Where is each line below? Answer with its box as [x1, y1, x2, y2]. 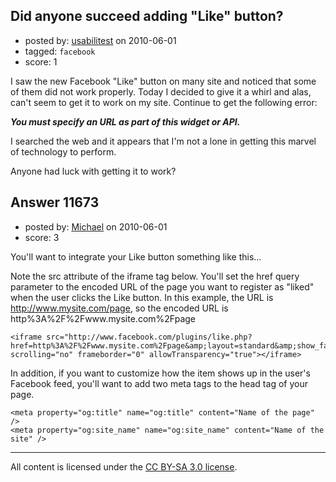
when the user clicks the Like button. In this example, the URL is [10, 291, 274, 303]
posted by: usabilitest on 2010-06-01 [24, 34, 177, 46]
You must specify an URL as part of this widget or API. [10, 115, 241, 128]
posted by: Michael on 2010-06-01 [24, 220, 168, 233]
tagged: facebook [24, 45, 96, 57]
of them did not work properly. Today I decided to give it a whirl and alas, [10, 85, 312, 98]
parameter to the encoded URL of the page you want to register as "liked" [10, 280, 315, 293]
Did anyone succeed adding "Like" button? [10, 8, 284, 25]
